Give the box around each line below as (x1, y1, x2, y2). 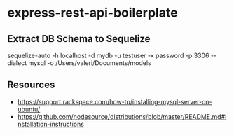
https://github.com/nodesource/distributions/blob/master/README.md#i (17, 112, 227, 120)
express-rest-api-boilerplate (7, 5, 178, 21)
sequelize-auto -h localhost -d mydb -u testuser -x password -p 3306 (7, 51, 209, 59)
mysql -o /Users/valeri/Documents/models (27, 59, 152, 67)
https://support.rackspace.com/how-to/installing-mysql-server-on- (17, 97, 212, 106)
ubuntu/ (17, 105, 41, 113)
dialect (7, 59, 27, 67)
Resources (7, 79, 55, 91)
